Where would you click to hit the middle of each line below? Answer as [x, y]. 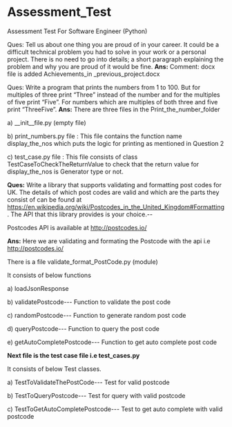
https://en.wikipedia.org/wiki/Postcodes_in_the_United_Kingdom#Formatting [116, 207]
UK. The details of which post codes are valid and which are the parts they [113, 192]
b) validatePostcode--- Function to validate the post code [89, 302]
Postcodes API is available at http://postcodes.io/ [77, 227]
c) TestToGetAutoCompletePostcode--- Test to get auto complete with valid [115, 409]
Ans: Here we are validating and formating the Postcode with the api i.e [109, 241]
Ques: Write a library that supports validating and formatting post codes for [115, 184]
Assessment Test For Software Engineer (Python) [77, 31]
